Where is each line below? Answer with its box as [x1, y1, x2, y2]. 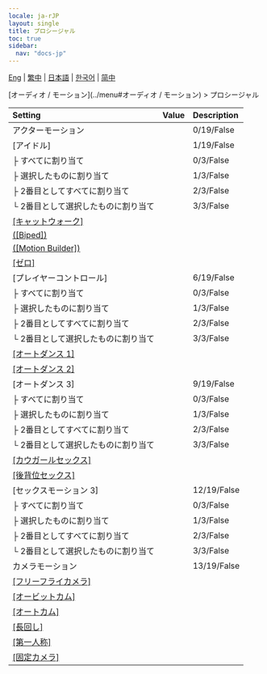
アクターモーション [12, 125, 85, 136]
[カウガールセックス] [12, 455, 92, 465]
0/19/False [192, 125, 235, 135]
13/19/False [192, 560, 240, 571]
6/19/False [192, 272, 235, 283]
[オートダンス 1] [12, 349, 75, 359]
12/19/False [192, 485, 240, 495]
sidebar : [8, 42, 38, 50]
